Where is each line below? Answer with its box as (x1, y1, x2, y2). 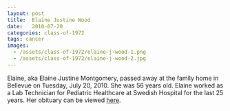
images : (7, 42, 30, 49)
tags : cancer (7, 36, 45, 43)
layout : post (7, 10, 45, 17)
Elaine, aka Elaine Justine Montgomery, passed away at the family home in (7, 74, 219, 82)
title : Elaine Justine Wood (7, 17, 91, 23)
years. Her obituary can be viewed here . (7, 96, 122, 104)
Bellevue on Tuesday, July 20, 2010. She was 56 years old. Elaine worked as (7, 81, 224, 90)
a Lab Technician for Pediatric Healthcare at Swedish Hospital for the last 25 (7, 88, 224, 97)
